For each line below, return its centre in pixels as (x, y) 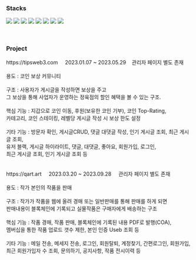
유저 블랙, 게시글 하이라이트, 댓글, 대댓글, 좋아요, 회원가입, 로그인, (81, 147)
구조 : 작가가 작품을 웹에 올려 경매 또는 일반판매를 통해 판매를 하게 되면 (87, 201)
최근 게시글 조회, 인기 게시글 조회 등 (47, 154)
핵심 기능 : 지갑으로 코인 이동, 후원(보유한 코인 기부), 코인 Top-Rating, (86, 110)
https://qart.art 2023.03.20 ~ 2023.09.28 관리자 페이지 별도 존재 (88, 174)
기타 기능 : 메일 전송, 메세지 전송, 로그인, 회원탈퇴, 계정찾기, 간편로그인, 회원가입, (98, 243)
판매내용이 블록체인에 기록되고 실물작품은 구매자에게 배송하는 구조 (82, 209)
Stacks (16, 8)
